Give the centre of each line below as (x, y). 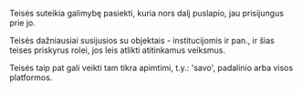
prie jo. (23, 23)
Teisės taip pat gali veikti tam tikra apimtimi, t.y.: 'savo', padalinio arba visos (151, 68)
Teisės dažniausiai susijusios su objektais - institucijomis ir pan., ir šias (142, 41)
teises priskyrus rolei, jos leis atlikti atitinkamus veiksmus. (118, 50)
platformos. (31, 77)
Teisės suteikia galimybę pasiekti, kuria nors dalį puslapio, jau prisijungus (147, 13)
